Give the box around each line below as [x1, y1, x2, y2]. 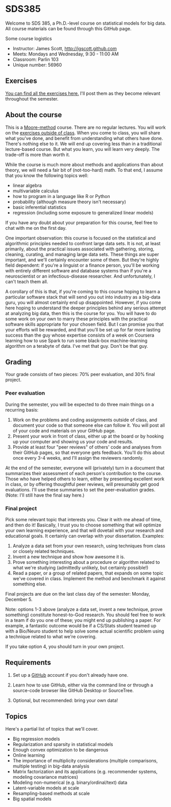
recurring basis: [5, 406, 39, 413]
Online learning [12, 752, 45, 758]
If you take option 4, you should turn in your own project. [5, 643, 125, 649]
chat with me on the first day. [5, 225, 67, 231]
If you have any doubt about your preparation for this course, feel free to [5, 219, 158, 226]
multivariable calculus [12, 188, 59, 194]
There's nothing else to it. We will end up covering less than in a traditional [5, 141, 162, 147]
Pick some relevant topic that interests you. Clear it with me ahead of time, [5, 516, 162, 522]
